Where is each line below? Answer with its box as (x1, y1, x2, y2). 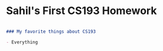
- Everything (6, 39, 38, 45)
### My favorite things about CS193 (6, 28, 96, 35)
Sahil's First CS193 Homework (6, 4, 157, 18)
